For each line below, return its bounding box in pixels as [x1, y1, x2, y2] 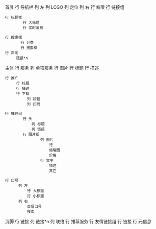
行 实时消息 [23, 25, 43, 30]
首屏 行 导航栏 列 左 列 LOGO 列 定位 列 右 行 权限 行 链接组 [5, 4, 125, 10]
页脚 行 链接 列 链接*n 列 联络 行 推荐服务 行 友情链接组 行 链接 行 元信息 [5, 219, 152, 224]
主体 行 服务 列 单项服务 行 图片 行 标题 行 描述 [5, 65, 99, 71]
